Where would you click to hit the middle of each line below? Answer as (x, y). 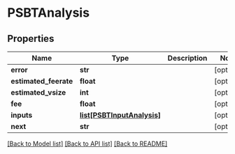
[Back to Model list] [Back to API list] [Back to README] (87, 144)
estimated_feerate (42, 81)
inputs (22, 115)
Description (187, 58)
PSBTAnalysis (48, 13)
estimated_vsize (38, 92)
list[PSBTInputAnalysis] (120, 115)
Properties (31, 39)
